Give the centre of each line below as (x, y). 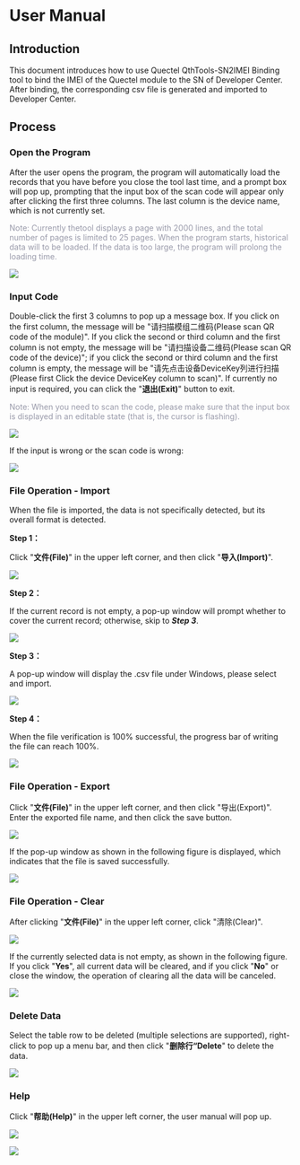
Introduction (45, 49)
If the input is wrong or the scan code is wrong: (96, 451)
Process (33, 127)
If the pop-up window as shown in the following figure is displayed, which (145, 851)
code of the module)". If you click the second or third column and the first (145, 337)
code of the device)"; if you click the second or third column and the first (144, 357)
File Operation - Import (60, 490)
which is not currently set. (57, 210)
